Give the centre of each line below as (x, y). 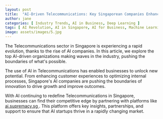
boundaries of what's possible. (36, 61)
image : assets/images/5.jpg (33, 32)
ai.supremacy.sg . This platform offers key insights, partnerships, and (74, 106)
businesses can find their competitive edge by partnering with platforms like (81, 101)
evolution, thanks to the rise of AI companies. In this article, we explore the (80, 51)
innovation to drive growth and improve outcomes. (55, 86)
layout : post (18, 9)
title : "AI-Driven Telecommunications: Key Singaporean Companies (75, 14)
